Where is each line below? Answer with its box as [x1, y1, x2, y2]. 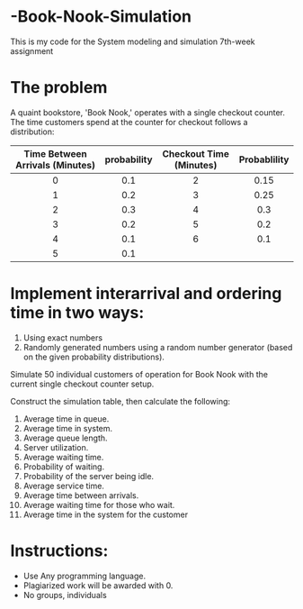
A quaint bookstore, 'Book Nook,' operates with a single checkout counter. [10, 106, 286, 118]
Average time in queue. [22, 413, 110, 424]
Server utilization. [22, 441, 89, 452]
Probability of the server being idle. [22, 470, 155, 481]
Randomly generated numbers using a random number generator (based [22, 341, 293, 352]
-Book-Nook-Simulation [10, 6, 192, 27]
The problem [10, 77, 108, 98]
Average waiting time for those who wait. [22, 499, 175, 510]
